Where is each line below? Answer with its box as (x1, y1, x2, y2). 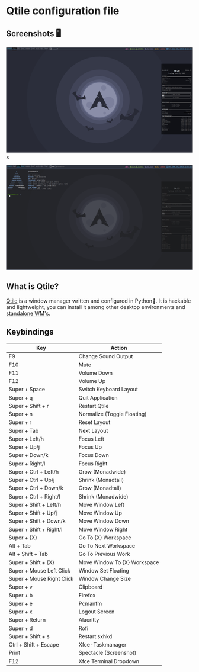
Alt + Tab (8, 542, 31, 549)
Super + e (8, 600, 33, 607)
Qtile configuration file (6, 4, 120, 18)
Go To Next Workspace (78, 542, 135, 549)
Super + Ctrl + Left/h (8, 468, 59, 475)
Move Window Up (78, 509, 123, 516)
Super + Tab (8, 427, 39, 434)
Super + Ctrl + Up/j (8, 477, 55, 484)
